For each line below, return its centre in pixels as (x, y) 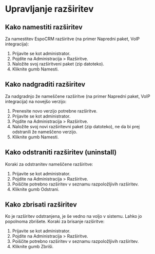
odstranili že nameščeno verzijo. (45, 132)
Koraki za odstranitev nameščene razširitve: (49, 164)
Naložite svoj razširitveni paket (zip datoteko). (58, 64)
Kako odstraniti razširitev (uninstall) (61, 152)
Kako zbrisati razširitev (41, 205)
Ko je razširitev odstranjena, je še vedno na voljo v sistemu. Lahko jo (74, 216)
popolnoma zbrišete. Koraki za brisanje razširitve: (55, 222)
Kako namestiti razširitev (44, 27)
